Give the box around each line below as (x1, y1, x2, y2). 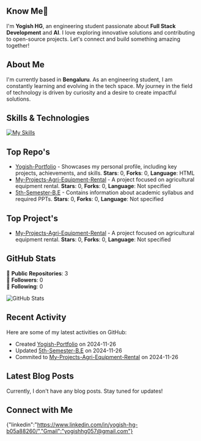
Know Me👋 (6, 6, 49, 16)
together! (6, 42, 29, 49)
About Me (6, 59, 45, 70)
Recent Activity (6, 312, 67, 323)
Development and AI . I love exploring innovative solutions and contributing (6, 29, 196, 36)
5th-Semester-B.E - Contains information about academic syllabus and (15, 189, 194, 196)
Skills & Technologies (6, 113, 90, 123)
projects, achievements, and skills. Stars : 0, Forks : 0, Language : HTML (15, 169, 195, 177)
